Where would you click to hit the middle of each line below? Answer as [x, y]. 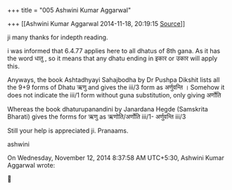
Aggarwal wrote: [31, 165]
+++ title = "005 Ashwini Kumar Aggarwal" [69, 10]
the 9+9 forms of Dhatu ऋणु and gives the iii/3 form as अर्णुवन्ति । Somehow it [116, 87]
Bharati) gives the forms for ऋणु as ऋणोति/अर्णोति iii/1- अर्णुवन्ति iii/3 [97, 116]
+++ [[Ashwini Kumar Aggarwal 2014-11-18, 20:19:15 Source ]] [96, 23]
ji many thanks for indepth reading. [58, 37]
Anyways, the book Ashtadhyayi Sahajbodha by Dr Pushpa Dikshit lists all [114, 80]
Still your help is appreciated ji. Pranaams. [68, 130]
